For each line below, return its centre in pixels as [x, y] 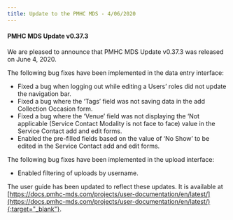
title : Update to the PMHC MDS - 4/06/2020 [72, 14]
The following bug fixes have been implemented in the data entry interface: [115, 73]
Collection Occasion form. [55, 109]
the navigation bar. [44, 94]
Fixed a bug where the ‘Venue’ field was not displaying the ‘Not [108, 116]
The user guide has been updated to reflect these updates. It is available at [115, 186]
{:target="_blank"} [34, 209]
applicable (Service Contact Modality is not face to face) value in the [116, 123]
